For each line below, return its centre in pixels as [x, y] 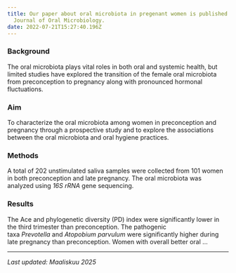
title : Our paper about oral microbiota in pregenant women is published [118, 14]
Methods [23, 155]
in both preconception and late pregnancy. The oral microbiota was [105, 178]
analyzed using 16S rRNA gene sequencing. [71, 186]
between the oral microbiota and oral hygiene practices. [88, 137]
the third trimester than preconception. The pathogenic [87, 227]
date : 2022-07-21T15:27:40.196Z [54, 27]
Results [20, 204]
